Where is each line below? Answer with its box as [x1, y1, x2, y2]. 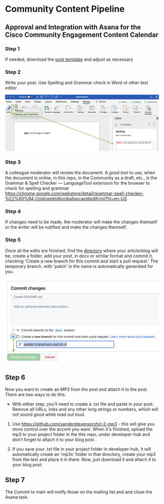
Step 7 [5, 476, 25, 484]
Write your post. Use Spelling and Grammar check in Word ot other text [5, 80, 148, 86]
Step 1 [5, 45, 20, 52]
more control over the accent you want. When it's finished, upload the [12, 426, 153, 432]
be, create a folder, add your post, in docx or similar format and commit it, [5, 253, 153, 259]
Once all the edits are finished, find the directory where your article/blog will [5, 247, 158, 253]
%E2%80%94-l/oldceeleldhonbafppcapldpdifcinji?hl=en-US [5, 196, 127, 202]
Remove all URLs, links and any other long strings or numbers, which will [12, 406, 159, 412]
